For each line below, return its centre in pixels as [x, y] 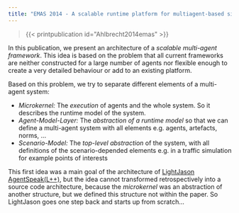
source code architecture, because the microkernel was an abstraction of [115, 186]
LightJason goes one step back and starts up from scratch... [96, 202]
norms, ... [32, 135]
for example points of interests [63, 158]
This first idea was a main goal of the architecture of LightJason [101, 171]
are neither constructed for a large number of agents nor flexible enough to [118, 63]
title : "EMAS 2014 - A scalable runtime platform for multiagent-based [116, 14]
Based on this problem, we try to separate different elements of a [103, 84]
